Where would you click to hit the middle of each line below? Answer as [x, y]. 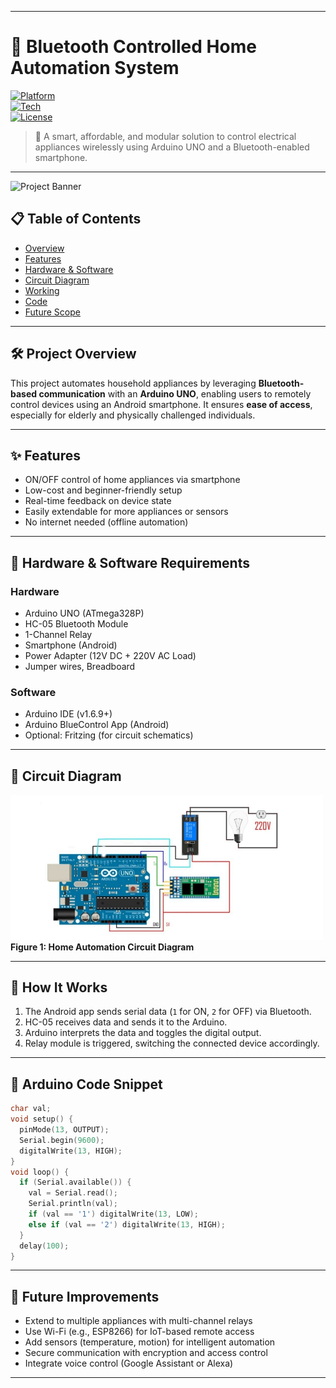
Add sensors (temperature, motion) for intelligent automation [150, 1342]
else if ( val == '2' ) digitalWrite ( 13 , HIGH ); [127, 1224]
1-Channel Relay [58, 635]
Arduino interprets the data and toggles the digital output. [143, 1033]
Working [42, 290]
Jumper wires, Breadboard [80, 667]
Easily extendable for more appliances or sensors [126, 512]
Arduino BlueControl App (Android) [97, 725]
